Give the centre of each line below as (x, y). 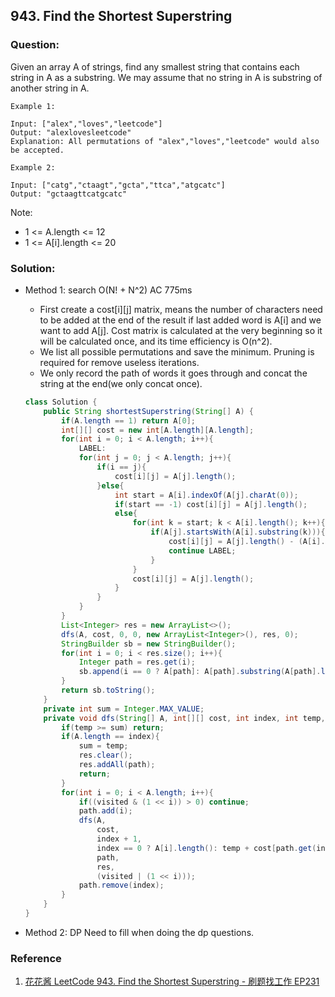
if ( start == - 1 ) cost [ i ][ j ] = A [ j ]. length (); (211, 504)
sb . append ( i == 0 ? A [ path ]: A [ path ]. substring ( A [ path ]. (200, 672)
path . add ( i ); (105, 811)
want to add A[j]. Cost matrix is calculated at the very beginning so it (181, 330)
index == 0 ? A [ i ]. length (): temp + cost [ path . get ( (206, 848)
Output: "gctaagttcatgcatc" (69, 194)
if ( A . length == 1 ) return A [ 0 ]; (129, 420)
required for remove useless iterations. (119, 362)
